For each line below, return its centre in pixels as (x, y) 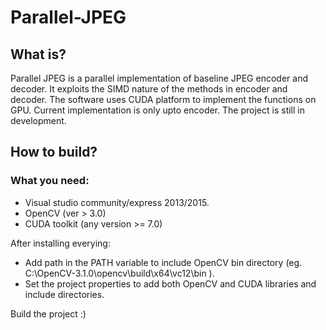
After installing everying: (60, 243)
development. (38, 120)
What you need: (50, 181)
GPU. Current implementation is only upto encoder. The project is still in (157, 110)
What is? (38, 54)
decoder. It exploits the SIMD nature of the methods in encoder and (149, 89)
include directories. (64, 294)
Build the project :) (48, 313)
